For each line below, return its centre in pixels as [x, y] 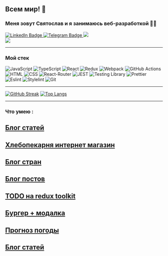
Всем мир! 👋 [25, 9]
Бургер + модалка [35, 213]
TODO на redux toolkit [40, 196]
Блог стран [23, 162]
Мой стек [17, 58]
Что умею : [19, 111]
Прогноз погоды [32, 230]
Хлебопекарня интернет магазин [60, 145]
